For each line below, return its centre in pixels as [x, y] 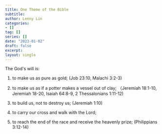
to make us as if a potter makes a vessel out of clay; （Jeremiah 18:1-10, [84, 88]
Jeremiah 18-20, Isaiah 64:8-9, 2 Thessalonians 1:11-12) [68, 94]
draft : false [18, 46]
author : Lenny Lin [24, 19]
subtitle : [15, 14]
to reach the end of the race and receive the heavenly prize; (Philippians [85, 122]
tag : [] [13, 32]
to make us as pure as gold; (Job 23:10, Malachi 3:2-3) [67, 78]
